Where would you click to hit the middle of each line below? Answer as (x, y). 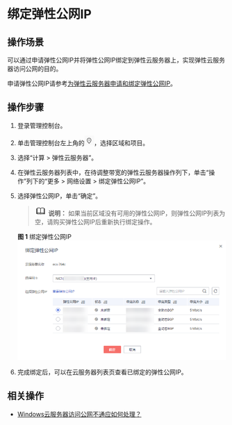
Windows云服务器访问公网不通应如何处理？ (79, 414)
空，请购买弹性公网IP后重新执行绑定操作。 (95, 222)
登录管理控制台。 (42, 125)
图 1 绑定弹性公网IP (44, 236)
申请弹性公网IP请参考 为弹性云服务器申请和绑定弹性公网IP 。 (92, 83)
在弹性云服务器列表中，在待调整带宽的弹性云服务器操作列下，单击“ (113, 172)
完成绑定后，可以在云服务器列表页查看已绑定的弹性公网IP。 (102, 372)
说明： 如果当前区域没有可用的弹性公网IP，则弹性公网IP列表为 (137, 213)
